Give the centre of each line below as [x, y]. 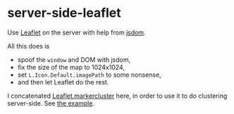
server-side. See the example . [51, 103]
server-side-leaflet [64, 13]
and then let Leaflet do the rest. [63, 82]
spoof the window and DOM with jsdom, [74, 59]
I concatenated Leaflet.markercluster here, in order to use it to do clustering [117, 96]
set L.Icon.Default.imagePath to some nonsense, [89, 75]
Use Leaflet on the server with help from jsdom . [76, 32]
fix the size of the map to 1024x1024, [71, 67]
